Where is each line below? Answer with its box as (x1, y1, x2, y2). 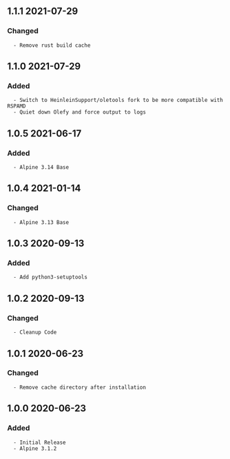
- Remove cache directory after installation (13, 384, 147, 391)
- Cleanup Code (13, 329, 57, 336)
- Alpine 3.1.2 (13, 445, 57, 452)
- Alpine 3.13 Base (13, 218, 70, 226)
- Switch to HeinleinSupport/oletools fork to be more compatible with (13, 96, 224, 104)
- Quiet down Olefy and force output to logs (13, 109, 147, 116)
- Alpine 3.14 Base (13, 164, 70, 171)
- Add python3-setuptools (13, 274, 88, 281)
